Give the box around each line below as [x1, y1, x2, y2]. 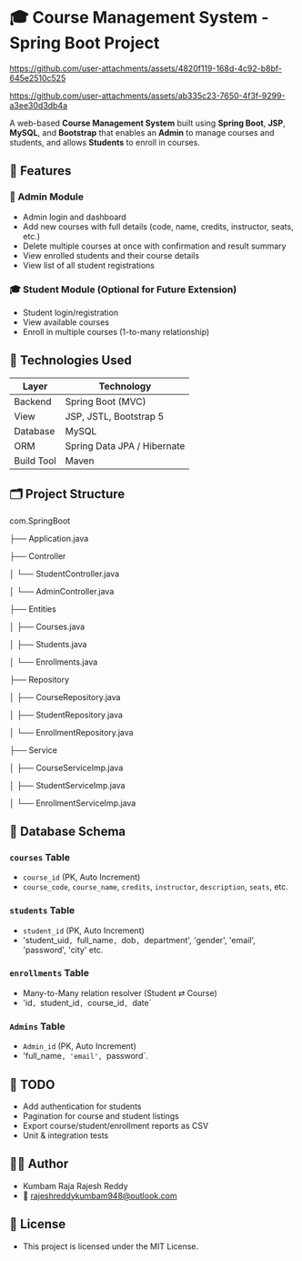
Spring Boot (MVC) [65, 395, 146, 408]
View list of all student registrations [22, 259, 156, 270]
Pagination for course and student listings [22, 1110, 179, 1121]
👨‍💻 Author [9, 1156, 69, 1172]
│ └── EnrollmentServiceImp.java [9, 798, 136, 808]
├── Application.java [9, 533, 89, 544]
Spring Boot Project [9, 33, 160, 54]
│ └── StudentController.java [9, 568, 120, 579]
